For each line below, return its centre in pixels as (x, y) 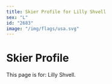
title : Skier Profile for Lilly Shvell (56, 12)
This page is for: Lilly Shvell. (41, 75)
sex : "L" (17, 17)
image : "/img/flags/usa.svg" (43, 28)
